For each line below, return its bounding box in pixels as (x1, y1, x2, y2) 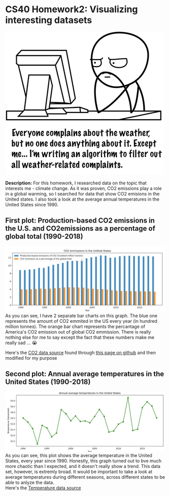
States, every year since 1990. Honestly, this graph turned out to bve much (5, 457, 162, 464)
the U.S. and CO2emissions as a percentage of (5, 224, 156, 233)
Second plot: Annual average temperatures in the (5, 370, 164, 378)
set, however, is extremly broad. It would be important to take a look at (5, 469, 153, 475)
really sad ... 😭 (5, 340, 38, 346)
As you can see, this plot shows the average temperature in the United (5, 452, 152, 458)
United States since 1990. (5, 201, 59, 207)
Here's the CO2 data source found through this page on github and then (5, 349, 156, 355)
